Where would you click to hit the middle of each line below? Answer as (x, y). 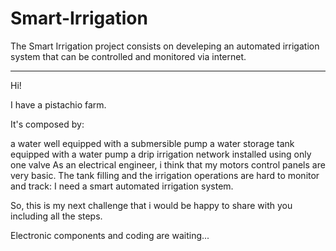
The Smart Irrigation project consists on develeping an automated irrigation (165, 46)
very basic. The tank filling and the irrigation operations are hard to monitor (165, 175)
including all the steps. (56, 216)
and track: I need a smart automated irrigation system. (122, 186)
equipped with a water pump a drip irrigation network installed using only (161, 154)
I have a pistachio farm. (58, 104)
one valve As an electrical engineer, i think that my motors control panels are (168, 164)
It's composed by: (47, 124)
